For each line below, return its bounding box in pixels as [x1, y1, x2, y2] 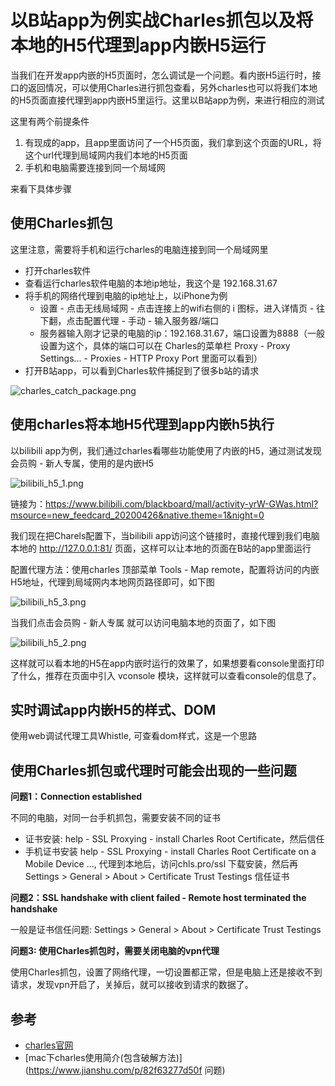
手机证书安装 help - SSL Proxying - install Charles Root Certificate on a [24, 846, 317, 858]
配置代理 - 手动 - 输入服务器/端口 [83, 314, 220, 326]
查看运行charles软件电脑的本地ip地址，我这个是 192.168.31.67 [24, 277, 278, 289]
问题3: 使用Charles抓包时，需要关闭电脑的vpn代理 [10, 945, 220, 957]
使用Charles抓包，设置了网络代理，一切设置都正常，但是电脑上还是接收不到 [10, 966, 323, 978]
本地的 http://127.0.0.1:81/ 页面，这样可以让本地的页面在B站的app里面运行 [10, 542, 312, 554]
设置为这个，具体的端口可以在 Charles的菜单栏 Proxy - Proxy [39, 339, 291, 351]
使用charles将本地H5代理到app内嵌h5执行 [10, 416, 275, 433]
